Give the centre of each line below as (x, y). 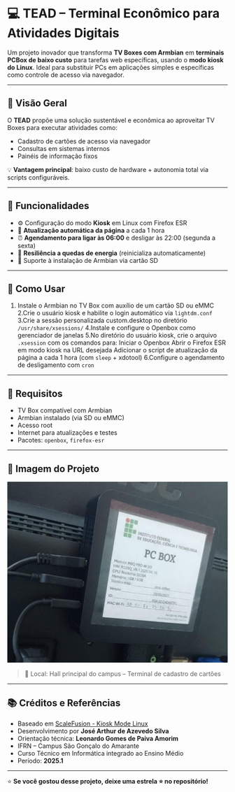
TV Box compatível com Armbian (65, 410)
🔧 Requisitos (35, 393)
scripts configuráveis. (38, 177)
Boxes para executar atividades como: (62, 127)
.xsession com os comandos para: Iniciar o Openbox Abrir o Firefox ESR (121, 343)
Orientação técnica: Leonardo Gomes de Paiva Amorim (98, 738)
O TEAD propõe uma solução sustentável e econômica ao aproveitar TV (111, 120)
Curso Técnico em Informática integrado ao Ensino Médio (100, 753)
